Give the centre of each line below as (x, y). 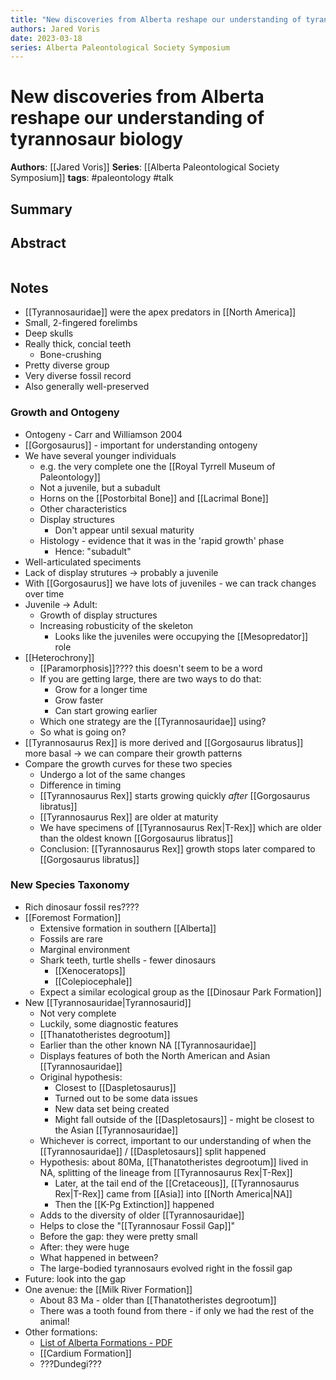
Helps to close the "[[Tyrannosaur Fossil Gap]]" (137, 1225)
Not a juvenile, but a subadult (100, 487)
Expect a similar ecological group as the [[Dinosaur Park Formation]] (180, 992)
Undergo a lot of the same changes (112, 774)
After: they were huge (84, 1247)
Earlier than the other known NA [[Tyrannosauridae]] (148, 1045)
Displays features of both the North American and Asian (155, 1055)
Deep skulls (49, 333)
